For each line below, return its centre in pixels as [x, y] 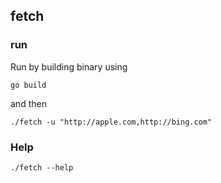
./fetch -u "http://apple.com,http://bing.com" [111, 122]
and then [28, 103]
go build [28, 85]
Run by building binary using [69, 66]
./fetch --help [42, 167]
